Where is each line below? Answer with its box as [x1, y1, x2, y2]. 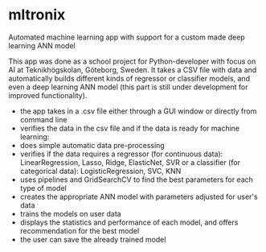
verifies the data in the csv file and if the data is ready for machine [19, 123, 240, 133]
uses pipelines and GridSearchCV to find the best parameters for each [19, 175, 253, 184]
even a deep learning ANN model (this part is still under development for [8, 82, 248, 92]
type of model [19, 183, 67, 192]
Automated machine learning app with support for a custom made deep [8, 32, 245, 42]
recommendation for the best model [19, 225, 140, 235]
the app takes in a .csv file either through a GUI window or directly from [19, 106, 257, 116]
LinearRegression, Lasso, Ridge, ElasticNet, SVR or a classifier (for [19, 157, 241, 167]
